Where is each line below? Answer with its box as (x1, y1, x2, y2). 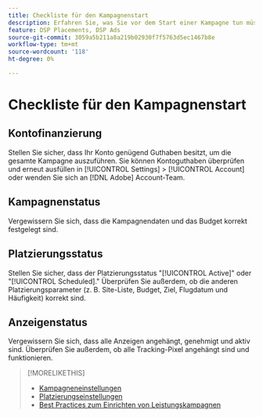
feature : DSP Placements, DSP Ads (8, 26, 121, 34)
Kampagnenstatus (8, 195, 101, 208)
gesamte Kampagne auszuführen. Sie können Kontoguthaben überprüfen (8, 156, 245, 165)
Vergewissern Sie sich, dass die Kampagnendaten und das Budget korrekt (8, 216, 248, 226)
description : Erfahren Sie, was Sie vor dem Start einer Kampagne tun (8, 19, 243, 27)
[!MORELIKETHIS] (27, 368, 85, 378)
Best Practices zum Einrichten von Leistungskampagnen (38, 401, 222, 410)
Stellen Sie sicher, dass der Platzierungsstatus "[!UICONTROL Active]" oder (8, 268, 252, 277)
